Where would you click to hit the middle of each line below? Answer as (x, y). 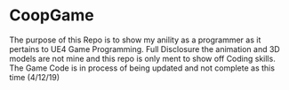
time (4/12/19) (35, 77)
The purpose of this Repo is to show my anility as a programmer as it (135, 40)
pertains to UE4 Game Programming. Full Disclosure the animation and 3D (144, 49)
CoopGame (52, 15)
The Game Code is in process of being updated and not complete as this (142, 68)
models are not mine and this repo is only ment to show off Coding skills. (142, 58)
